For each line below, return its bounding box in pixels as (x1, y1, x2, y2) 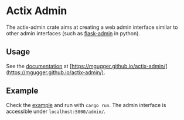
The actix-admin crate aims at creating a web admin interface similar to (6, 24, 178, 31)
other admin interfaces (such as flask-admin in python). (6, 29, 141, 36)
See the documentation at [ (6, 62, 72, 69)
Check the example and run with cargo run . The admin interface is (6, 101, 166, 108)
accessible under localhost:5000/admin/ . (6, 108, 106, 115)
